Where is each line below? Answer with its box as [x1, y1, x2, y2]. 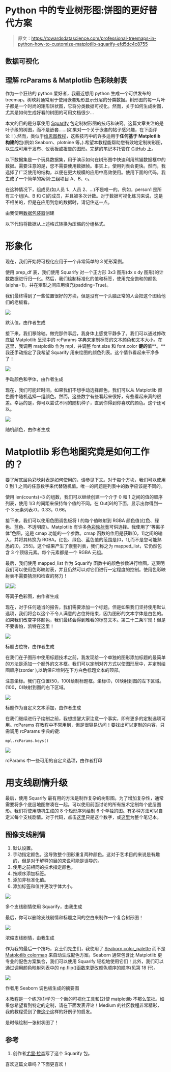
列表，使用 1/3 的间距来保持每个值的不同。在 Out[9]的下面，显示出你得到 [5, 500, 158, 507]
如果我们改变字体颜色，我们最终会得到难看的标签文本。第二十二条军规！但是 [5, 617, 166, 623]
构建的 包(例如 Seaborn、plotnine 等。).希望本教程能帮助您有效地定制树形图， [5, 140, 165, 146]
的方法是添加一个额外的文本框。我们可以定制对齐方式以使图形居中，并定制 [5, 661, 161, 667]
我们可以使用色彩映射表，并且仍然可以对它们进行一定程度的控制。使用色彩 [5, 566, 161, 573]
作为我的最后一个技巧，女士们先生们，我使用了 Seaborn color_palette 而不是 [5, 945, 166, 951]
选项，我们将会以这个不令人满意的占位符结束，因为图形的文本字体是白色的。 [5, 611, 166, 617]
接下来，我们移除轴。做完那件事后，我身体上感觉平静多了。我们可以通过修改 [5, 331, 166, 337]
